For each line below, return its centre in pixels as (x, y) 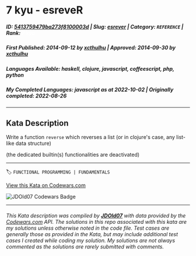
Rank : (13, 33)
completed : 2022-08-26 (36, 96)
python (15, 75)
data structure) (33, 143)
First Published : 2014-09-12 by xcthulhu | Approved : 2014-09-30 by (91, 48)
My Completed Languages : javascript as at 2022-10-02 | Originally (90, 89)
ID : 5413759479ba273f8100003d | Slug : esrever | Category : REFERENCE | (95, 26)
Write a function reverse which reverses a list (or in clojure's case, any (90, 137)
